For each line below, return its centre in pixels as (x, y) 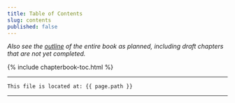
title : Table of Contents (45, 14)
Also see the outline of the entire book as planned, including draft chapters (115, 47)
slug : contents (29, 20)
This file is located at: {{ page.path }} (70, 87)
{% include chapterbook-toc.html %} (60, 68)
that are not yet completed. (47, 54)
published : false (33, 26)
